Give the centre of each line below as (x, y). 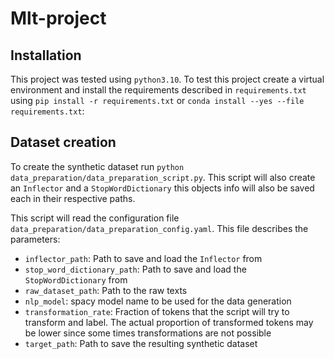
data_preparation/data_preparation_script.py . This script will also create (163, 177)
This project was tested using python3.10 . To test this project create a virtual (167, 79)
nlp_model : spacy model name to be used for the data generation (158, 301)
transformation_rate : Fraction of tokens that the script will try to (157, 311)
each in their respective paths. (73, 198)
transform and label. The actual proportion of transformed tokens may (169, 322)
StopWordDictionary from (76, 279)
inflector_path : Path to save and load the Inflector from (143, 258)
